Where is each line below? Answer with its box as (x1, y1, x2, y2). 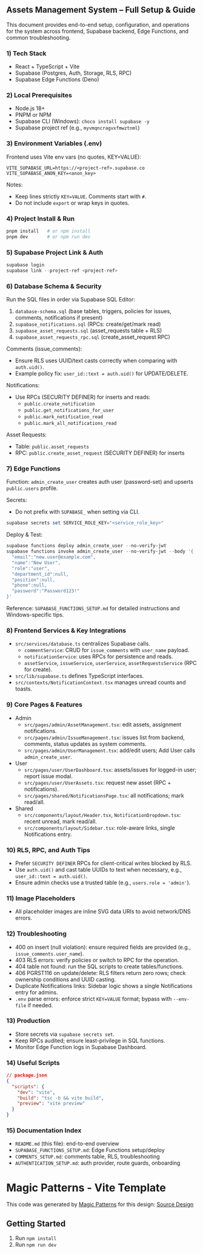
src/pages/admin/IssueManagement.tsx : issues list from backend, (24, 734, 185, 741)
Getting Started (6, 1218, 66, 1228)
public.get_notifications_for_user (24, 407, 114, 414)
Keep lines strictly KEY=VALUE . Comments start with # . (15, 193, 147, 200)
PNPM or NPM (15, 111, 52, 119)
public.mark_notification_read (24, 414, 104, 420)
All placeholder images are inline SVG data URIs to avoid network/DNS (15, 908, 191, 915)
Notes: (6, 181, 23, 188)
